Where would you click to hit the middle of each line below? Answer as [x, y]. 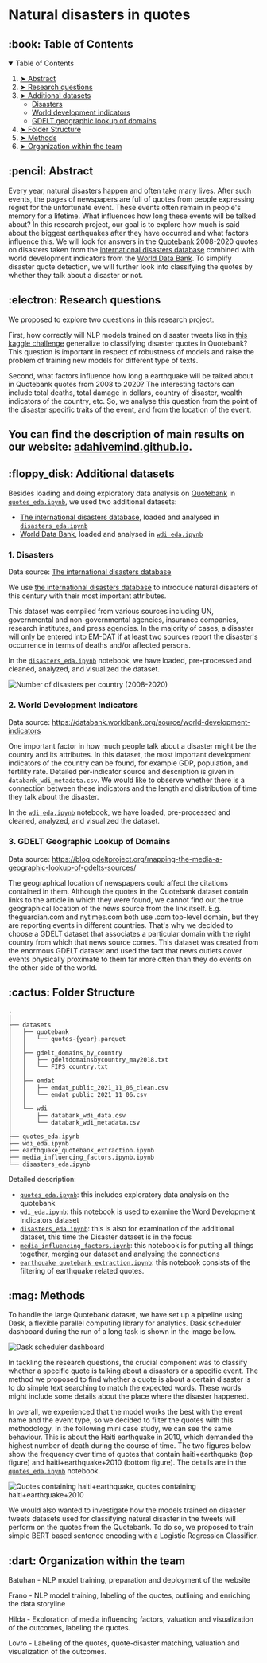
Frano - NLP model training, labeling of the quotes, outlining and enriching [130, 1595]
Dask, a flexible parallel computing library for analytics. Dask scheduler [125, 1323]
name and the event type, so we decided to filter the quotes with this [121, 1420]
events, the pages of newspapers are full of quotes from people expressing [132, 199]
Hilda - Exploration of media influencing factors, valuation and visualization [131, 1619]
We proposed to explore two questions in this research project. [111, 319]
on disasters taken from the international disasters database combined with [132, 249]
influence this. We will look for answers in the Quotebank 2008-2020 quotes [133, 241]
